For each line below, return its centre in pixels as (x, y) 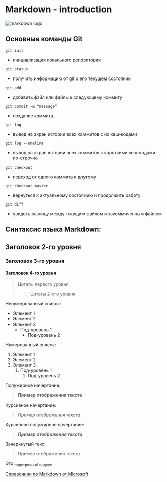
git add (13, 88)
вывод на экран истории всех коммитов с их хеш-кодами (75, 134)
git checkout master (27, 186)
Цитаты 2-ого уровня (53, 294)
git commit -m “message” (31, 106)
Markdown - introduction (59, 9)
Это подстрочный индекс (29, 464)
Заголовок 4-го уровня (31, 273)
